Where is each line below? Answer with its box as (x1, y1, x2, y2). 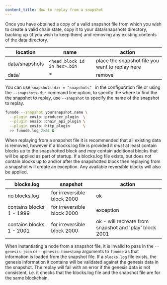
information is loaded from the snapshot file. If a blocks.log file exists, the (5, 254, 157, 260)
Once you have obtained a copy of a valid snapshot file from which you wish (5, 21, 162, 27)
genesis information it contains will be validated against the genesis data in (5, 259, 159, 265)
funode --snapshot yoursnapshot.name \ (5, 110, 88, 115)
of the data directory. (5, 37, 49, 43)
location (15, 48, 36, 55)
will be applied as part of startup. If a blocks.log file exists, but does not (5, 153, 152, 159)
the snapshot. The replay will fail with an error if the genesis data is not (5, 265, 151, 270)
